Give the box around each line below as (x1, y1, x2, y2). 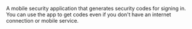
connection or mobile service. (6, 17, 79, 24)
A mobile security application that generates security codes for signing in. (6, 5, 186, 12)
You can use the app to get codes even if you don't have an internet (6, 11, 171, 18)
